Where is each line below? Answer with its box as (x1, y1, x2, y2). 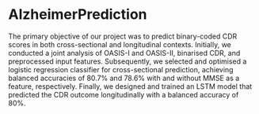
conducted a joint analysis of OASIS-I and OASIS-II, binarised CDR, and (8, 48, 241, 57)
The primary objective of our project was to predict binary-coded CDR (8, 31, 238, 41)
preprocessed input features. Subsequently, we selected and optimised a (8, 57, 247, 66)
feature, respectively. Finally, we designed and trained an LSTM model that (8, 81, 253, 91)
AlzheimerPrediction (8, 6, 147, 24)
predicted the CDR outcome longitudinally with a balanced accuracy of (8, 90, 239, 99)
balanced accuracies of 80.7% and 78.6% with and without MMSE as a (8, 73, 240, 83)
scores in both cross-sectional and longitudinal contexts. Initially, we (8, 39, 232, 49)
